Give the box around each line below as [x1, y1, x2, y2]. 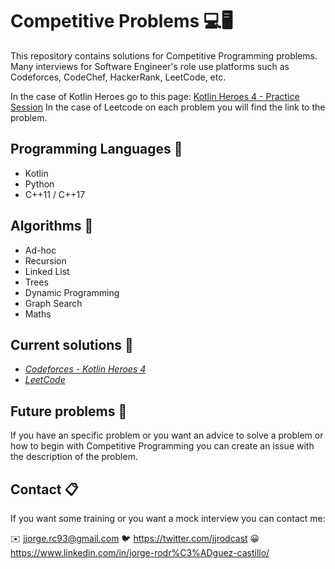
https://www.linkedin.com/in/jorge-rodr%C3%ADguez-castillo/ [10, 547, 270, 558]
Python [24, 178, 55, 190]
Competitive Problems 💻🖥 [10, 10, 233, 33]
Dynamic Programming [24, 286, 120, 298]
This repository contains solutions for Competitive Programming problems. [10, 49, 318, 62]
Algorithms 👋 [10, 218, 94, 235]
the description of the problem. [10, 451, 138, 463]
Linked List [24, 265, 70, 277]
